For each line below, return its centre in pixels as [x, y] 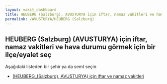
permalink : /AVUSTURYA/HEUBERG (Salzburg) [50, 19]
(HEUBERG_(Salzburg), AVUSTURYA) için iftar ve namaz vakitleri [78, 76]
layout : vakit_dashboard [31, 10]
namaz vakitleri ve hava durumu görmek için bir [80, 47]
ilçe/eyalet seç [28, 54]
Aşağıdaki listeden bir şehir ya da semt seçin [51, 67]
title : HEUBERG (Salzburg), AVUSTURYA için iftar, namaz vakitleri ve [80, 14]
